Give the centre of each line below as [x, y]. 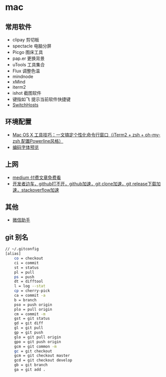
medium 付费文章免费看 [37, 177]
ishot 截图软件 [27, 93]
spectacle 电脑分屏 [32, 46]
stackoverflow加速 [40, 190]
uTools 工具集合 [28, 65]
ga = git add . [30, 370]
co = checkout [29, 258]
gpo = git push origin [38, 342]
